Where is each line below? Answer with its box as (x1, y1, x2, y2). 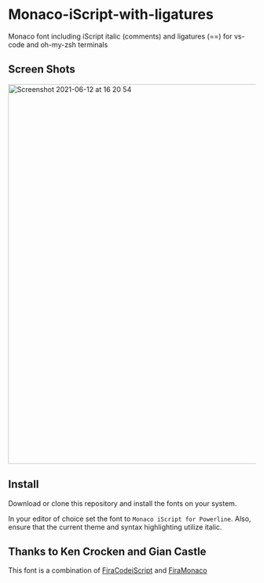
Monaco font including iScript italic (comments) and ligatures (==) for (8, 31, 233, 41)
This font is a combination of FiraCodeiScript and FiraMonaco (8, 566, 207, 575)
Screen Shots (8, 63, 76, 76)
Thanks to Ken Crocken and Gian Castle (8, 544, 207, 558)
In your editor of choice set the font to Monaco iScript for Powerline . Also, (8, 514, 251, 523)
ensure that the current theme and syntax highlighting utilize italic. (8, 522, 222, 532)
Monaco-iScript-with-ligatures (8, 6, 214, 24)
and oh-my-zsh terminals (26, 39, 108, 49)
